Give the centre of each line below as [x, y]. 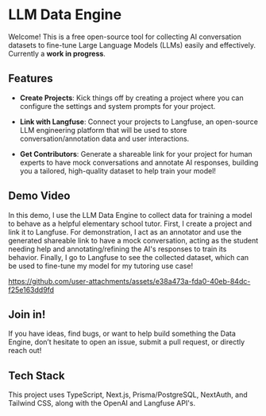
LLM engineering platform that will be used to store [103, 130]
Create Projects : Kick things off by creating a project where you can [131, 98]
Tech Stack [37, 375]
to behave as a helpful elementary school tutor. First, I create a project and [130, 224]
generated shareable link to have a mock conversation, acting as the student [133, 240]
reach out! [25, 351]
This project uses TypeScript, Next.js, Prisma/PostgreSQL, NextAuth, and [128, 395]
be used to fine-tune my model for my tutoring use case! [100, 266]
